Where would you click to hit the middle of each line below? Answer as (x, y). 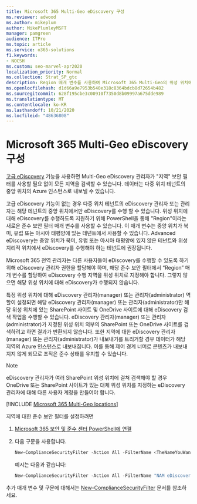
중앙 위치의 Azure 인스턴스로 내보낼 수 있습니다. (61, 191)
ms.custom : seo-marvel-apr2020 (44, 66)
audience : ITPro (26, 39)
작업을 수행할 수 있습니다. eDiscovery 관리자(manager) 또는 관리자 (89, 317)
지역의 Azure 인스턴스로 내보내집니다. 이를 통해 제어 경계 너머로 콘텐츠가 (89, 346)
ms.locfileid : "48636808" (38, 115)
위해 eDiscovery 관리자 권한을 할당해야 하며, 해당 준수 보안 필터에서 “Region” (95, 268)
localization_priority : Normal (44, 72)
